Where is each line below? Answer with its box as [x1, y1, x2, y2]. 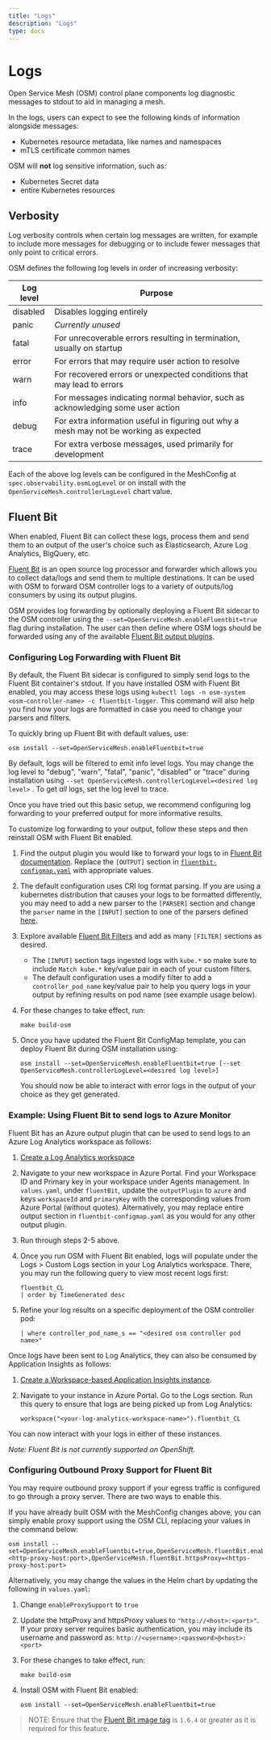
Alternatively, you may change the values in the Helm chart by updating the [8, 1575, 258, 1585]
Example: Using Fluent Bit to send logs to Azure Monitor [8, 1109, 231, 1121]
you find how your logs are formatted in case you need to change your [8, 704, 243, 714]
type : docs [8, 27, 45, 35]
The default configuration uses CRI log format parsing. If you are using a [19, 881, 261, 891]
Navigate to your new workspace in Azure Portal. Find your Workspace [19, 1168, 256, 1177]
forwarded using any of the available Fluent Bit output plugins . [8, 631, 215, 641]
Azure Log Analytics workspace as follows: [8, 1137, 152, 1147]
